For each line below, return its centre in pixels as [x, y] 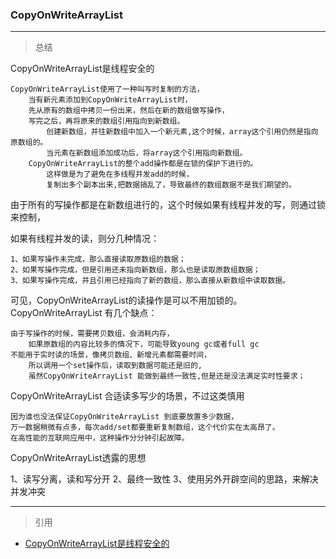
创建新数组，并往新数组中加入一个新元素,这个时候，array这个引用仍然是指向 [182, 132]
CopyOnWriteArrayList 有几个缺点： [84, 313]
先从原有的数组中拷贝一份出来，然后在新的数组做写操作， [129, 111]
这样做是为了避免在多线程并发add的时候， [120, 174]
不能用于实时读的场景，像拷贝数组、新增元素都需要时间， [111, 355]
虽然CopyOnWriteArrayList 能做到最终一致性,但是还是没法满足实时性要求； [167, 376]
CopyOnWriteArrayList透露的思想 [78, 458]
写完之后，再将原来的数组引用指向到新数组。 [106, 121]
